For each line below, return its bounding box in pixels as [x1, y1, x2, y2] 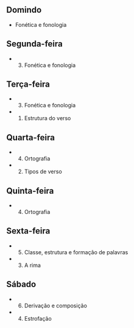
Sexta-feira [6, 226, 51, 237]
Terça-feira [6, 79, 51, 90]
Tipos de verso [24, 168, 62, 176]
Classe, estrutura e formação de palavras [24, 248, 129, 255]
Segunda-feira [6, 39, 63, 49]
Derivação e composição [24, 302, 87, 309]
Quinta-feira [6, 185, 54, 196]
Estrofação [24, 315, 52, 322]
